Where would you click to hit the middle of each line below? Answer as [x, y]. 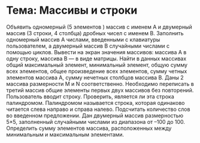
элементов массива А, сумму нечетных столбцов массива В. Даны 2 [95, 77]
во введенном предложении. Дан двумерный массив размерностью [95, 115]
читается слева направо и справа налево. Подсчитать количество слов [98, 109]
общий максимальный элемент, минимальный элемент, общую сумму [97, 65]
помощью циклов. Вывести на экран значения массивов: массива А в [96, 52]
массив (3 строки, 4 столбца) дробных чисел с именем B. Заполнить [95, 33]
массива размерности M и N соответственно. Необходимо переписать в [100, 83]
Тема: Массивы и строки [72, 10]
